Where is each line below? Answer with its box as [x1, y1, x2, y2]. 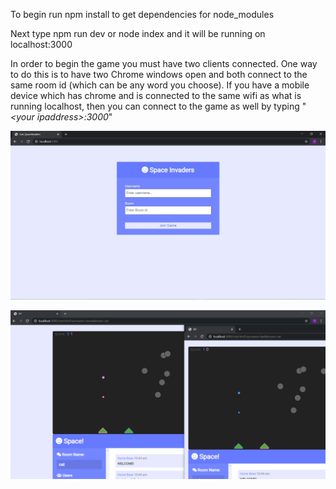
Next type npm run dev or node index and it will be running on [10, 28, 266, 39]
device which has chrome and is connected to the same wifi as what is [10, 90, 302, 101]
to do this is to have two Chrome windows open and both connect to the [10, 69, 308, 80]
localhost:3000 [10, 39, 73, 50]
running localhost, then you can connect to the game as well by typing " [10, 100, 307, 112]
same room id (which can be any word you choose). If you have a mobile [10, 79, 310, 91]
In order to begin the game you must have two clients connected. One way [10, 58, 318, 69]
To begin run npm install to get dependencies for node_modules [10, 9, 275, 20]
